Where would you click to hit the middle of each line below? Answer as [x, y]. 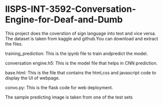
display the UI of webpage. [33, 78]
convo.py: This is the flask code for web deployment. [59, 87]
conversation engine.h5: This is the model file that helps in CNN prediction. [81, 63]
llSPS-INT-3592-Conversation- [71, 9]
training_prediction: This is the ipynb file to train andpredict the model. [77, 53]
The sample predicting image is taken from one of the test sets [69, 97]
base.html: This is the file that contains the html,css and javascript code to [81, 72]
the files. [14, 44]
